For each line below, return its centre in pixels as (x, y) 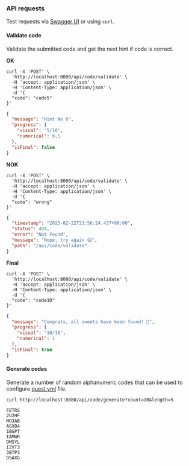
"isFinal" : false (33, 147)
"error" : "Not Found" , (40, 235)
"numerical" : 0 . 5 (39, 136)
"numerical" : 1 (36, 339)
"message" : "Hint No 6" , (43, 119)
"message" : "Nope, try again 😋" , (54, 240)
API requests (26, 8)
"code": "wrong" (32, 202)
